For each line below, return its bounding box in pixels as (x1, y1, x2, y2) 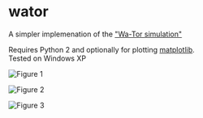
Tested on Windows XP (8, 53, 87, 63)
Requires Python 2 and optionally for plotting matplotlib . (8, 44, 195, 54)
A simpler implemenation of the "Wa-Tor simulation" (8, 29, 183, 39)
